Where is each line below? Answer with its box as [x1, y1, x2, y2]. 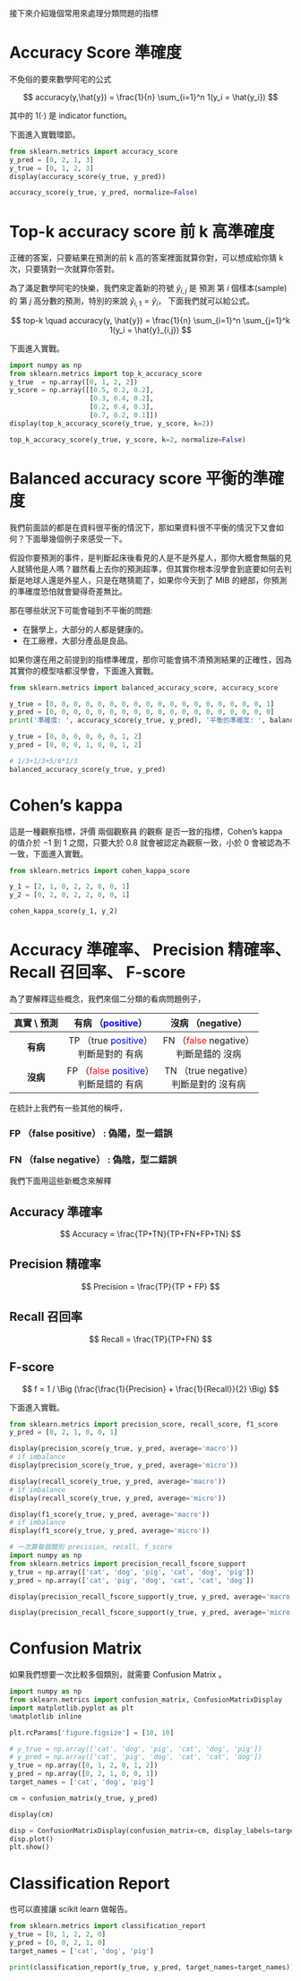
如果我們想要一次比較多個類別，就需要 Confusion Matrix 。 [9, 1669, 227, 1680]
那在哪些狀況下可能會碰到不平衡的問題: [9, 605, 154, 615]
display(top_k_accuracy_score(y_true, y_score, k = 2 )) [9, 419, 215, 428]
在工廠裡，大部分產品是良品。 [21, 635, 133, 646]
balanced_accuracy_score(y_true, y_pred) [9, 765, 167, 774]
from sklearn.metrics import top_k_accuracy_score [9, 369, 202, 378]
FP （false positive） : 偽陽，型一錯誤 [9, 1127, 173, 1139]
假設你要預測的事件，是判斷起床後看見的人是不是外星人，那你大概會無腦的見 [9, 552, 292, 562]
